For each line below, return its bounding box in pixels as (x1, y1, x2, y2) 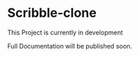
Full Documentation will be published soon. (7, 42, 133, 50)
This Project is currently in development (7, 28, 123, 37)
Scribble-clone (7, 5, 97, 21)
